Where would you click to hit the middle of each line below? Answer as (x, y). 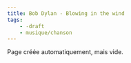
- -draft (32, 26)
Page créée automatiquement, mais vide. (65, 52)
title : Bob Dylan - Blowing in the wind (66, 13)
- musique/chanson (46, 33)
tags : (15, 20)
